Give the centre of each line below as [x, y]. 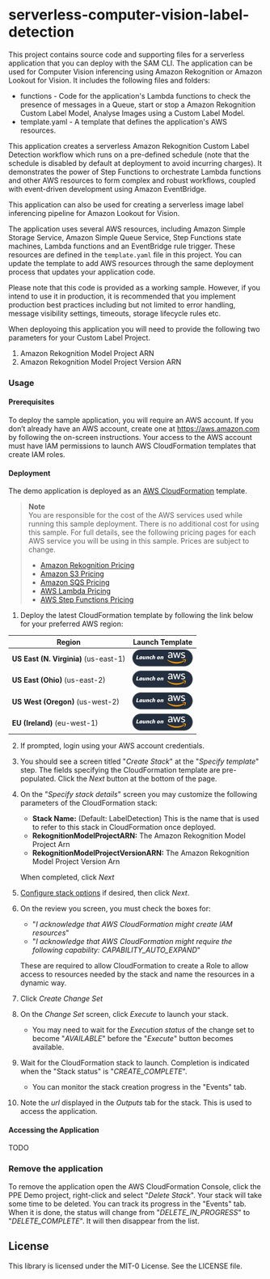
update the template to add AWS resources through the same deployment [131, 263]
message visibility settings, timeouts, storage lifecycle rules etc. [115, 313]
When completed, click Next [67, 877]
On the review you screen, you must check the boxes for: [115, 908]
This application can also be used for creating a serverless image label [126, 205]
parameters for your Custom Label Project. [80, 337]
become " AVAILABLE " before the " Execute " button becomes [133, 1039]
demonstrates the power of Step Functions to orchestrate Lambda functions [135, 172]
